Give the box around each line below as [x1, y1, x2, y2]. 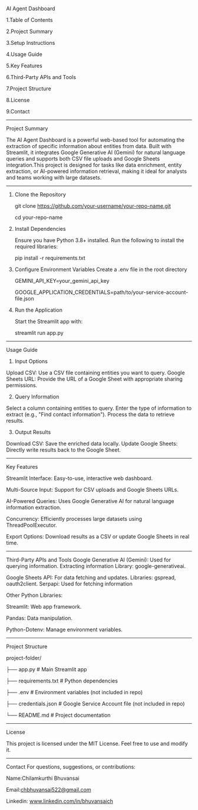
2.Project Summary [6, 28, 53, 35]
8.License [6, 97, 30, 103]
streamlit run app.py [14, 329, 64, 336]
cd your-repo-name [14, 214, 63, 221]
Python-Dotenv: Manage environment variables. [6, 626, 123, 633]
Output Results [14, 429, 51, 436]
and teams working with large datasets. [6, 174, 102, 181]
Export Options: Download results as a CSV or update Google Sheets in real [6, 533, 190, 540]
